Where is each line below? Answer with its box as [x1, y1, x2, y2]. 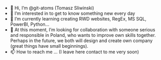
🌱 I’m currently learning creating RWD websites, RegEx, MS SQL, [10, 16, 147, 22]
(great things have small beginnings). [10, 43, 88, 49]
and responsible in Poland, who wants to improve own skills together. [10, 32, 156, 38]
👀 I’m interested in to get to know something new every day [10, 10, 135, 16]
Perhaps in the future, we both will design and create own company [10, 37, 153, 44]
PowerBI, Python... [10, 21, 50, 27]
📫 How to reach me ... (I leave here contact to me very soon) [10, 49, 140, 55]
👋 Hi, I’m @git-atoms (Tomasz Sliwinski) [10, 5, 95, 11]
